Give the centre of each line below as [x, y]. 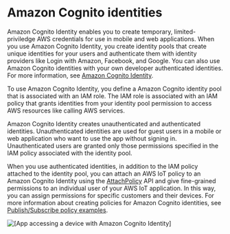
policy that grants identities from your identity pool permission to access [110, 103]
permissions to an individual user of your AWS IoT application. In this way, [112, 188]
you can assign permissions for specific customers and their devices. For [111, 195]
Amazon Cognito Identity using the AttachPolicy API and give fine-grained [112, 180]
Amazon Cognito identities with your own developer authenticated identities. [115, 68]
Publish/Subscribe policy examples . [58, 210]
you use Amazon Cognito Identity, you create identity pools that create [107, 46]
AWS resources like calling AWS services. [66, 110]
